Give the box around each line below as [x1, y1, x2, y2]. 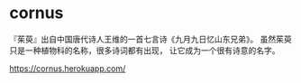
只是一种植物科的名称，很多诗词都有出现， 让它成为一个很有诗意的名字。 [9, 44, 280, 56]
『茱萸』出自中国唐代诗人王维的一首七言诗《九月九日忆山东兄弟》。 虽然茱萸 [9, 33, 292, 44]
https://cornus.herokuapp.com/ [9, 62, 126, 74]
